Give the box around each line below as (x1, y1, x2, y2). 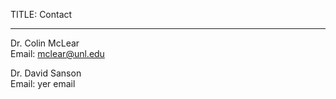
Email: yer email (10, 78, 76, 89)
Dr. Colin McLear (10, 37, 80, 49)
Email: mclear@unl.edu (10, 48, 105, 59)
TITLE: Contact (10, 9, 73, 20)
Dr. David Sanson (10, 67, 82, 79)
